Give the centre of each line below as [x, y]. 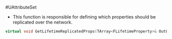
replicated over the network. [42, 22]
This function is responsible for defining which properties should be [84, 17]
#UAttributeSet [21, 7]
